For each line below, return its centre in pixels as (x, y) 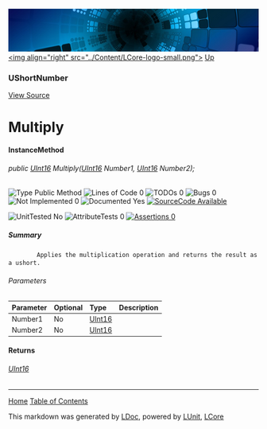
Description (139, 307)
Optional (68, 307)
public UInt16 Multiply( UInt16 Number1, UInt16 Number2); (102, 168)
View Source (29, 96)
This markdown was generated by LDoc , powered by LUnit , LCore (116, 416)
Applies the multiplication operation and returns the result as (147, 255)
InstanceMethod (36, 150)
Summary (25, 235)
